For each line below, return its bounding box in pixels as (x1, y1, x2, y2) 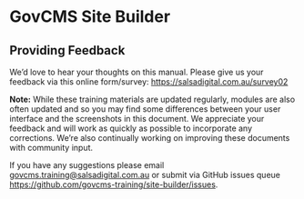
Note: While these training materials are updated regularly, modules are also (9, 94, 296, 104)
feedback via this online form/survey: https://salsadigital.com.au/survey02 (9, 76, 289, 87)
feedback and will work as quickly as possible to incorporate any (9, 123, 253, 134)
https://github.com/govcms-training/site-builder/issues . (9, 179, 218, 190)
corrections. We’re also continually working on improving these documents (9, 133, 290, 143)
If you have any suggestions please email (9, 160, 165, 170)
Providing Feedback (9, 43, 126, 58)
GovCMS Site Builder (9, 6, 171, 27)
